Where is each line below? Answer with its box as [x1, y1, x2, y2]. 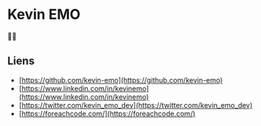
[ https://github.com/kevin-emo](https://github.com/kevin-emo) [18, 75, 223, 84]
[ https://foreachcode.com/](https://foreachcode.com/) [18, 109, 196, 118]
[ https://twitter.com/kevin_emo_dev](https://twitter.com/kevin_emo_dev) [18, 100, 253, 109]
